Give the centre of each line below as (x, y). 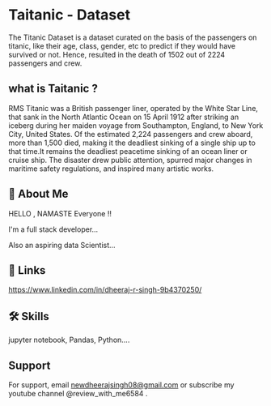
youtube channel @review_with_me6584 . (78, 393)
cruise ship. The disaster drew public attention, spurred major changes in (130, 160)
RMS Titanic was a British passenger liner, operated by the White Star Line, (133, 108)
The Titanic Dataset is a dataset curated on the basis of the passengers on (133, 37)
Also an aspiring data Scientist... (62, 245)
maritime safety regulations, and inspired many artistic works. (111, 169)
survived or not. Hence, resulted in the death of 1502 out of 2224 (117, 54)
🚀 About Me (38, 194)
